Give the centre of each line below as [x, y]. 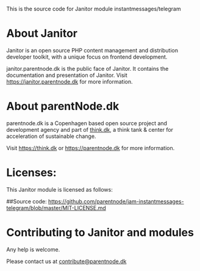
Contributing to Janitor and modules [100, 233]
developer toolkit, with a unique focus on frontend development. [87, 57]
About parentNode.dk [63, 107]
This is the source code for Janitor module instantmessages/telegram [94, 9]
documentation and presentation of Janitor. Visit [67, 75]
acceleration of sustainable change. [51, 136]
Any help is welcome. [33, 249]
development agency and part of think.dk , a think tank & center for [90, 129]
